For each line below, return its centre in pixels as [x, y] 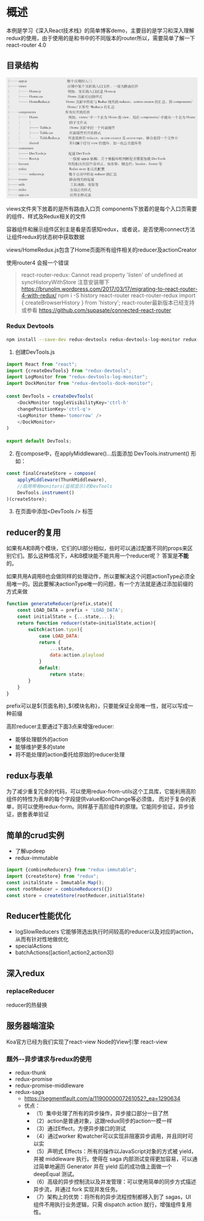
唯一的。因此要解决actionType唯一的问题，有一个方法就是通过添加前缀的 [102, 584]
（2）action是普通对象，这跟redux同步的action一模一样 [103, 1121]
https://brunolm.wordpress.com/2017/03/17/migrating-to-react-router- [109, 289]
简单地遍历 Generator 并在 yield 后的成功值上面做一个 [105, 1166]
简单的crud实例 [36, 835]
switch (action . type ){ [56, 629]
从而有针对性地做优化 [42, 939]
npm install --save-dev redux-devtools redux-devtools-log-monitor [93, 339]
